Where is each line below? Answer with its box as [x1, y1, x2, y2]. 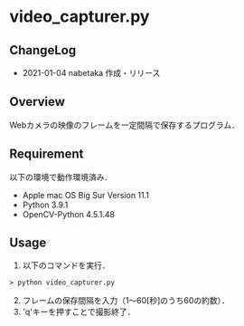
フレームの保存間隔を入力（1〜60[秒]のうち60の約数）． [22, 295, 230, 306]
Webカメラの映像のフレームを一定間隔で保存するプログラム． [9, 120, 239, 130]
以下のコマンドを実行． [22, 260, 110, 271]
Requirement [9, 147, 84, 162]
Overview [9, 94, 66, 110]
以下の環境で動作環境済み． [9, 171, 113, 182]
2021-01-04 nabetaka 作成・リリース [22, 68, 161, 78]
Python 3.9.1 [22, 199, 69, 210]
